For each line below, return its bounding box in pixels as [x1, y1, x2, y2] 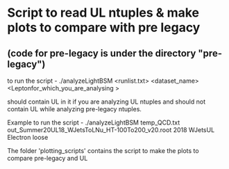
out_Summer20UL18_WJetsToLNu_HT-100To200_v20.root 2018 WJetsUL [7, 126, 215, 134]
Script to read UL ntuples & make [7, 5, 200, 21]
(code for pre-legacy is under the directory [7, 47, 196, 59]
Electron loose [7, 134, 49, 141]
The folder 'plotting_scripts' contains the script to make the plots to [7, 147, 199, 154]
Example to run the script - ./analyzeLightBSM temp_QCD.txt [7, 118, 180, 127]
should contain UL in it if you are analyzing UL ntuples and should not [7, 97, 206, 106]
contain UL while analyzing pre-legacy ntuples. [7, 105, 142, 113]
